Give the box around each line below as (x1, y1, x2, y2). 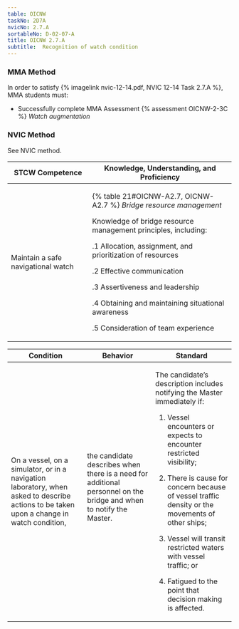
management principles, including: (92, 225, 208, 235)
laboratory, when (11, 482, 68, 492)
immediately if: (155, 396, 205, 406)
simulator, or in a (11, 464, 67, 474)
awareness (92, 307, 129, 317)
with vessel (166, 551, 205, 561)
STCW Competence (14, 167, 83, 177)
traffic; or (166, 560, 198, 570)
